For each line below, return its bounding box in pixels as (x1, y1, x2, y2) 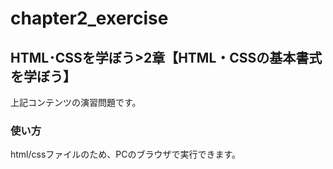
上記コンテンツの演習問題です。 (10, 97, 142, 108)
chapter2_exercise (10, 7, 169, 30)
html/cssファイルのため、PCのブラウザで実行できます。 (10, 148, 242, 161)
